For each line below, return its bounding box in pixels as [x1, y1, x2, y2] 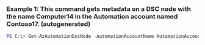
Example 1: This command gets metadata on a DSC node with [6, 5, 191, 13]
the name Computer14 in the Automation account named [6, 12, 178, 20]
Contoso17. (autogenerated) [6, 20, 91, 28]
